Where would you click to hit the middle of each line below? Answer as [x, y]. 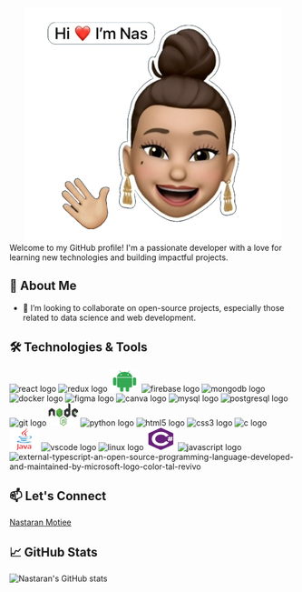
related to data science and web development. [109, 317]
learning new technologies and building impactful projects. [119, 257]
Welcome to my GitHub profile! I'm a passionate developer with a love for [146, 248]
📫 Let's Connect [58, 496]
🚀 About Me [43, 286]
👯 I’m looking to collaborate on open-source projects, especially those [153, 307]
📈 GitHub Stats [54, 552]
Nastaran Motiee [40, 522]
